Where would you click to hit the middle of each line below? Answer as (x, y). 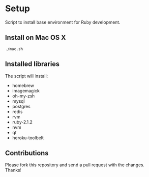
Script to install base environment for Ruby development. (63, 22)
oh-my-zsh (24, 96)
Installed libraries (32, 64)
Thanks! (13, 170)
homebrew (23, 85)
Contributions (27, 153)
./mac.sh (14, 49)
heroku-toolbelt (28, 138)
